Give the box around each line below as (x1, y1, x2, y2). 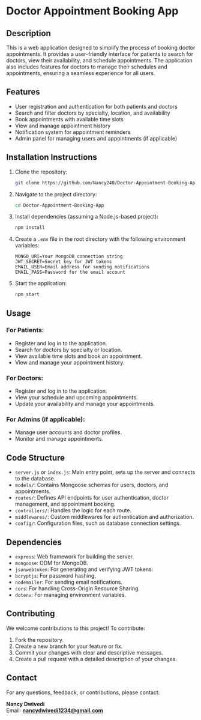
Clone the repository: (14, 168, 68, 175)
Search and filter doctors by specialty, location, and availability (14, 109, 170, 116)
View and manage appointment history (14, 122, 111, 129)
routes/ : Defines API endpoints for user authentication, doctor (14, 494, 169, 501)
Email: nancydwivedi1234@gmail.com (6, 707, 103, 714)
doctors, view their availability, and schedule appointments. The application (6, 57, 193, 64)
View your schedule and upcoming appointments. (14, 394, 138, 401)
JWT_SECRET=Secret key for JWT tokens (14, 259, 112, 265)
